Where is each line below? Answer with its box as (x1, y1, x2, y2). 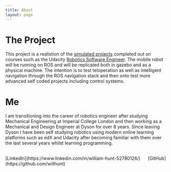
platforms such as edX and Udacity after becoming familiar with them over (5, 135, 162, 141)
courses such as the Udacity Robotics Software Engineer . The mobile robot (5, 57, 163, 63)
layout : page (5, 12, 33, 17)
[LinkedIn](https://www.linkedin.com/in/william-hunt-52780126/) (5, 155, 141, 161)
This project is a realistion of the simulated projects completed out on (5, 51, 151, 57)
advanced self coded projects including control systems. (5, 78, 125, 84)
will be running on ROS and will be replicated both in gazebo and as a (5, 62, 152, 68)
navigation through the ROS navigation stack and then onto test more (5, 72, 151, 79)
